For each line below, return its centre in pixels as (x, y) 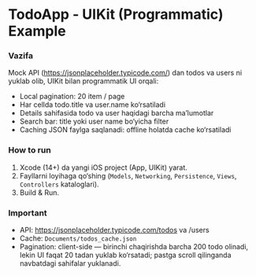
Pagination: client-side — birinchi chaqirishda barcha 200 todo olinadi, (134, 247)
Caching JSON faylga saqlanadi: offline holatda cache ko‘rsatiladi (125, 130)
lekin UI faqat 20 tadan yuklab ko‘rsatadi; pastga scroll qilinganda (125, 255)
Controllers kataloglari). (59, 184)
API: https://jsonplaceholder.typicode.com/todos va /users (115, 230)
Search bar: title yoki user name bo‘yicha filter (94, 121)
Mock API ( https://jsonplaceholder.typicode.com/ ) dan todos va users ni (125, 73)
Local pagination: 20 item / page (72, 97)
